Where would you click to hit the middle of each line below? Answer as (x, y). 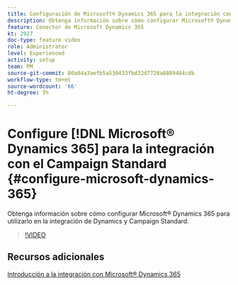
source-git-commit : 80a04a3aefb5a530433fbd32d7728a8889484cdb (101, 73)
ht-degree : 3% (28, 93)
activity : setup (31, 60)
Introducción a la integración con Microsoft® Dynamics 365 (94, 274)
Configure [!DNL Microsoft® (91, 134)
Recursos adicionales (56, 257)
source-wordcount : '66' (42, 86)
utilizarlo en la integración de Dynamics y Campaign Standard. (98, 221)
